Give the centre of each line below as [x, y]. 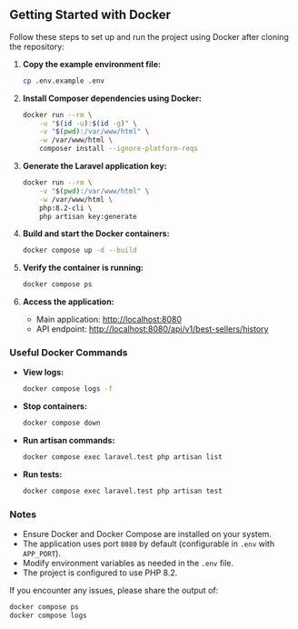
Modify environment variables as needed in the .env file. [128, 564]
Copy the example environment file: [92, 64]
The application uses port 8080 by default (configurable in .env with [149, 544]
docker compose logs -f [68, 389]
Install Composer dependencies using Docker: [112, 98]
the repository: [37, 46]
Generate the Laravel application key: [94, 166]
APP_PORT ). [42, 554]
